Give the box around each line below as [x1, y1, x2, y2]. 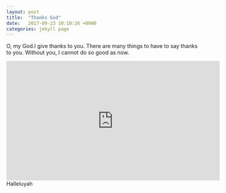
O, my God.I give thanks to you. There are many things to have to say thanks [6, 42, 198, 50]
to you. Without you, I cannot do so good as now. [6, 49, 130, 56]
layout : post [6, 8, 40, 15]
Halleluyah [6, 180, 33, 188]
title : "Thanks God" [6, 15, 62, 21]
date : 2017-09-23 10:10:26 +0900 [6, 20, 97, 26]
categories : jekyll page [6, 25, 69, 32]
